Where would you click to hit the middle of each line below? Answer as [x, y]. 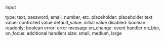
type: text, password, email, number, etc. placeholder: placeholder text [79, 17]
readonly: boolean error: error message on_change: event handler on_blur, [83, 28]
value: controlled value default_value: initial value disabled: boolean [75, 23]
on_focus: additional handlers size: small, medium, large [64, 33]
